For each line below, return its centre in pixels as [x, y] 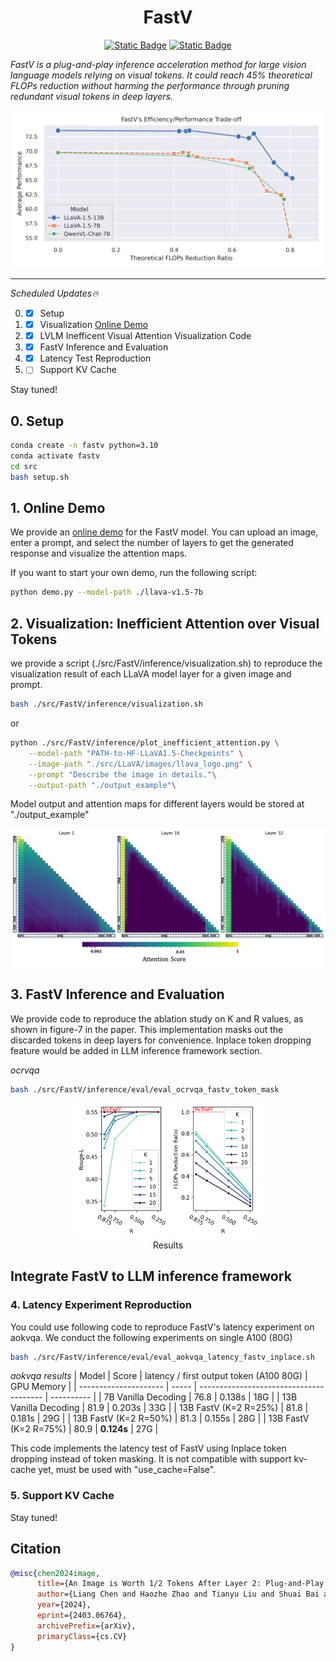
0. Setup [37, 421]
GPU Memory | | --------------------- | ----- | [104, 1387]
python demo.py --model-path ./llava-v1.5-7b [106, 592]
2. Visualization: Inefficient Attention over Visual [165, 623]
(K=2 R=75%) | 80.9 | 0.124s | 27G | [84, 1429]
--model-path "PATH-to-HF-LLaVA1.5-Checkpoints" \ [136, 753]
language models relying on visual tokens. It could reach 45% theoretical [161, 75]
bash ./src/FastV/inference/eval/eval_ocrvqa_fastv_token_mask [145, 1089]
